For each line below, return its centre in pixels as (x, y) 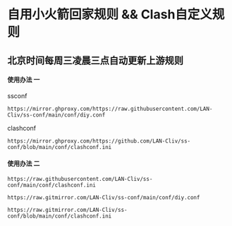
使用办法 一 (24, 80)
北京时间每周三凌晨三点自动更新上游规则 (95, 60)
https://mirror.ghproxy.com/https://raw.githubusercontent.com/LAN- (110, 109)
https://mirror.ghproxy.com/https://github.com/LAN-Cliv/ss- (99, 141)
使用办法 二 (24, 164)
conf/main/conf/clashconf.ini (52, 185)
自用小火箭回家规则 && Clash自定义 (110, 14)
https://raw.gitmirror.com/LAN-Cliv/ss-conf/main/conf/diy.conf (104, 197)
